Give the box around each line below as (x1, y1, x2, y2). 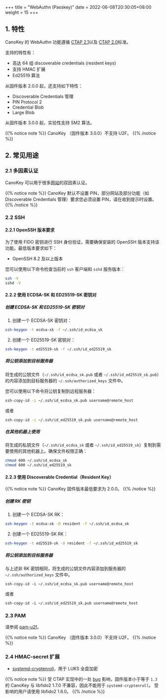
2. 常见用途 (5, 151, 39, 160)
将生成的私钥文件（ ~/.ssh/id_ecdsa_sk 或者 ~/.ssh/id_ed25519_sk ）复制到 (5, 442, 157, 448)
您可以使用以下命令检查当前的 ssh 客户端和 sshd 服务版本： (5, 266, 125, 272)
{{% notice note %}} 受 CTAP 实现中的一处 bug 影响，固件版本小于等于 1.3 (5, 676, 158, 682)
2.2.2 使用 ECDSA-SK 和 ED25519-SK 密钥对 (5, 292, 97, 298)
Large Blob (12, 109, 35, 115)
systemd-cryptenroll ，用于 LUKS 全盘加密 (12, 665, 98, 671)
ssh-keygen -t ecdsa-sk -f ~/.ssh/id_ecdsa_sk (5, 327, 103, 332)
